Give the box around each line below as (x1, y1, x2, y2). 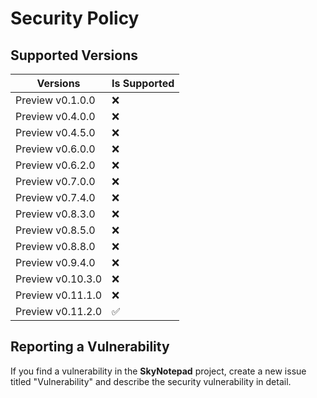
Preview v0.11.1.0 (15, 288, 103, 302)
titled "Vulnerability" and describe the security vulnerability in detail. (10, 375, 292, 387)
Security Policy (10, 7, 140, 30)
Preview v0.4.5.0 (15, 126, 96, 139)
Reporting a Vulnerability (10, 338, 170, 356)
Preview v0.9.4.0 (15, 256, 96, 269)
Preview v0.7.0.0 (15, 175, 96, 188)
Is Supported (111, 77, 175, 90)
